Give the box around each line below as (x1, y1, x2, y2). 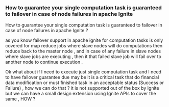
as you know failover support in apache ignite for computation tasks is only (5, 37, 163, 43)
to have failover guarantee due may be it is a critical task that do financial (5, 74, 159, 81)
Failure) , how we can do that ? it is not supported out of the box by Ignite (5, 85, 159, 91)
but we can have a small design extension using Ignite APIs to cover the (5, 91, 156, 97)
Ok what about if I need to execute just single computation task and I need (5, 69, 162, 75)
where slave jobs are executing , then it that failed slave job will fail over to (5, 53, 162, 60)
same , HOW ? (5, 96, 36, 102)
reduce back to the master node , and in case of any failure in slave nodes (5, 48, 161, 55)
